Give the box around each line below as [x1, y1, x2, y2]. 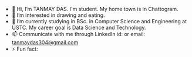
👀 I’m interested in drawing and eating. [11, 12, 105, 19]
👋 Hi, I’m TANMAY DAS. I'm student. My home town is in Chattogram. [11, 6, 178, 12]
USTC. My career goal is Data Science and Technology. [11, 24, 146, 31]
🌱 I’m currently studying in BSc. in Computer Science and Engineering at [11, 18, 187, 24]
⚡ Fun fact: [11, 45, 38, 52]
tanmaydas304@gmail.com [11, 39, 79, 46]
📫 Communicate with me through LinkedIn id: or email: [11, 31, 146, 37]
